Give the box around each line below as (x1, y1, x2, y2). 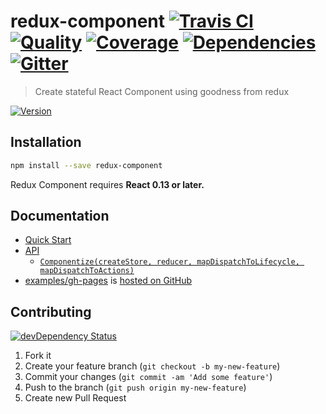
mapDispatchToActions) (39, 266, 135, 276)
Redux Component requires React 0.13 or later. (10, 178, 205, 190)
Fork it (24, 350, 52, 362)
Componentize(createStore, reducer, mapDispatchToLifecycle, (39, 257, 300, 267)
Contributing (10, 303, 92, 320)
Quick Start (24, 234, 72, 246)
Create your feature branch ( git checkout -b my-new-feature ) (24, 360, 281, 372)
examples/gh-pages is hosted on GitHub (24, 275, 193, 287)
